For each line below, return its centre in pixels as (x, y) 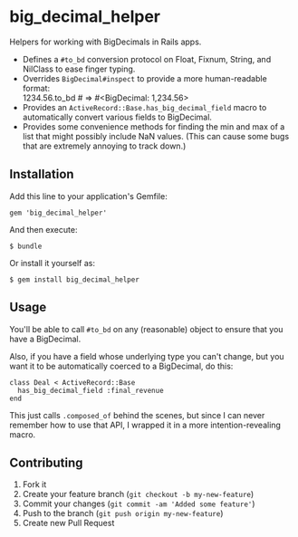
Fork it (34, 484)
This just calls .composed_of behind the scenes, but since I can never (137, 415)
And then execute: (43, 229)
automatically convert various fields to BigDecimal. (117, 117)
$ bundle (26, 246)
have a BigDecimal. (45, 339)
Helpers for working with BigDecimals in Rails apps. (106, 42)
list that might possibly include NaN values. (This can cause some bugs (156, 136)
